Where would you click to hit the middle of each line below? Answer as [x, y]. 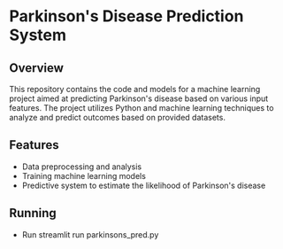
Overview [37, 68]
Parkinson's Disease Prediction [126, 16]
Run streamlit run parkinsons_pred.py [90, 234]
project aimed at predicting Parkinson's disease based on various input [139, 98]
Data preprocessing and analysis [82, 167]
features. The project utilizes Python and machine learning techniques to [141, 108]
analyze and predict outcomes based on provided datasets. [117, 117]
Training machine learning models [84, 175]
